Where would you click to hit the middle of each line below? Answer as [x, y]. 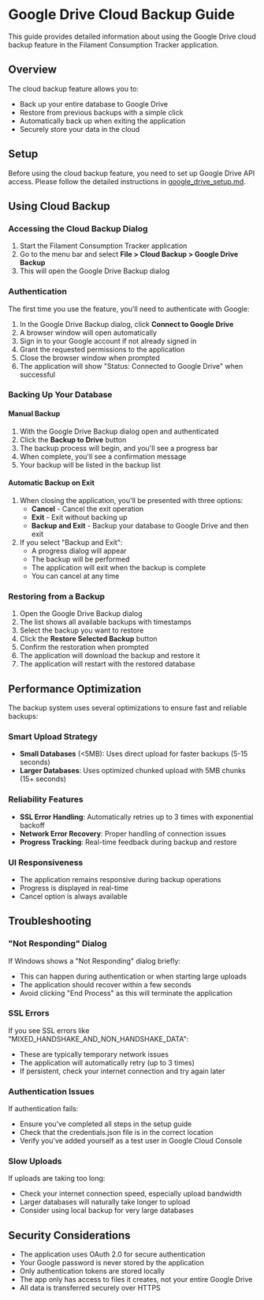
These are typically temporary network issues [94, 1054]
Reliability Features [46, 799]
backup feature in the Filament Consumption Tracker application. [113, 44]
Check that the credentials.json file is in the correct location [116, 1133]
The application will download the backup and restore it [110, 656]
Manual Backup [34, 414]
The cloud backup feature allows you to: [74, 88]
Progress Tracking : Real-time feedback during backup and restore [128, 842]
